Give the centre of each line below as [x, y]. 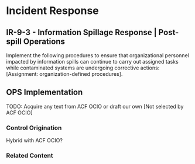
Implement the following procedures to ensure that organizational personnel [97, 55]
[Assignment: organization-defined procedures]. [64, 74]
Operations [44, 41]
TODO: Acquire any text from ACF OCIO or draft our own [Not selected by [95, 106]
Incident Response [53, 11]
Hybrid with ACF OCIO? [35, 141]
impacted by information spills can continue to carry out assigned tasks [92, 62]
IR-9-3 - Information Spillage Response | [81, 32]
